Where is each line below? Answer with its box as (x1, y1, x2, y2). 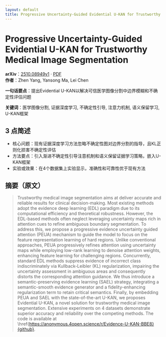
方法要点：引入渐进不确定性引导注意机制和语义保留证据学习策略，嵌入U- (12, 153, 161, 159)
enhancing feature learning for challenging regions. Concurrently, (17, 253, 151, 259)
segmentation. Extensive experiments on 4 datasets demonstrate (17, 305, 151, 311)
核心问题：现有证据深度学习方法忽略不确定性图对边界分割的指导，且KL (12, 141, 157, 146)
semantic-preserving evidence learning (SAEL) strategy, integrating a (17, 279, 160, 285)
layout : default (5, 7, 39, 12)
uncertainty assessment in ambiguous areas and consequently (17, 268, 146, 275)
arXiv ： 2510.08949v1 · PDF (5, 71, 62, 77)
